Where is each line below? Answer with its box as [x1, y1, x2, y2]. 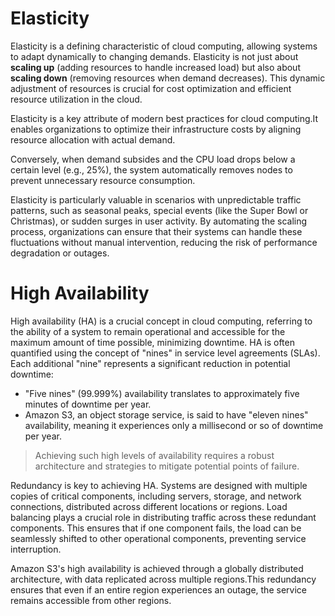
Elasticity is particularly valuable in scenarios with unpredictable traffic [10, 193, 302, 206]
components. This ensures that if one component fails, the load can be [10, 522, 302, 534]
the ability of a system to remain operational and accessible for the [10, 325, 286, 337]
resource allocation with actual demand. [10, 133, 176, 146]
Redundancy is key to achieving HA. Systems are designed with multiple [10, 479, 308, 491]
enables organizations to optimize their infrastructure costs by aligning [10, 123, 302, 135]
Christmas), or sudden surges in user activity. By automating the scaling [10, 215, 308, 227]
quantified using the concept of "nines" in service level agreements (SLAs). [10, 347, 321, 359]
